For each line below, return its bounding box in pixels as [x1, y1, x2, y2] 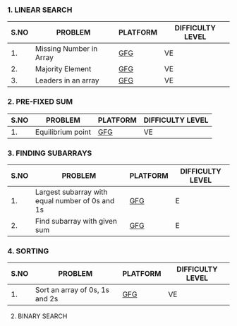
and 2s [35, 294, 59, 304]
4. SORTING [7, 246, 49, 255]
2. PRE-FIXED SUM [7, 97, 73, 107]
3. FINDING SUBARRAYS [7, 148, 92, 158]
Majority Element [35, 64, 92, 74]
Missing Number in [35, 44, 98, 54]
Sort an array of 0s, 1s [35, 285, 110, 295]
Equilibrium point [35, 127, 92, 137]
